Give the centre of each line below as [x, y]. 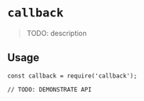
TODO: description [57, 33]
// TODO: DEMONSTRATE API [49, 89]
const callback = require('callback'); [72, 76]
